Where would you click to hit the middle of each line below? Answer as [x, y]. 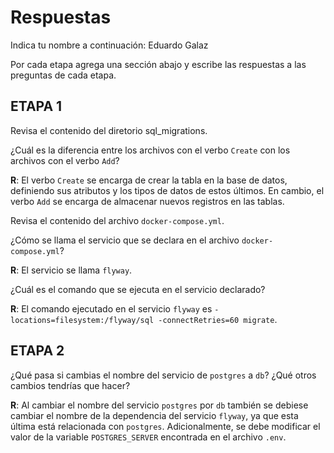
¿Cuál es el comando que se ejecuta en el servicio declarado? [138, 289]
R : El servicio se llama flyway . [71, 270]
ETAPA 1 [36, 106]
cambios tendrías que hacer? [70, 385]
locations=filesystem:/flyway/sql [82, 320]
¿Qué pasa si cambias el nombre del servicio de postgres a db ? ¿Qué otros [163, 375]
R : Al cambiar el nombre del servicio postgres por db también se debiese [159, 405]
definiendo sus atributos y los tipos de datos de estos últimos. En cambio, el [167, 190]
